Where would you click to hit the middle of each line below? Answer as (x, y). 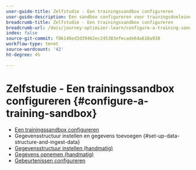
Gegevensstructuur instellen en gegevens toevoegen (78, 136)
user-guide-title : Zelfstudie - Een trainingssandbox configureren (90, 11)
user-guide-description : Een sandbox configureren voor (75, 17)
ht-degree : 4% (23, 55)
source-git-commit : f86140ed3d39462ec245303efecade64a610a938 (83, 38)
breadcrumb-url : (26, 28)
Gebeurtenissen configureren (50, 160)
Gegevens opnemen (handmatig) (54, 154)
